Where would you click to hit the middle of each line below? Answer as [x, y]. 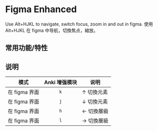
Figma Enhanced [41, 9]
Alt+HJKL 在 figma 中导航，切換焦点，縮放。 [52, 30]
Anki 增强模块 [61, 82]
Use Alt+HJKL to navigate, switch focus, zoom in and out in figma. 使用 [79, 24]
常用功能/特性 [27, 48]
